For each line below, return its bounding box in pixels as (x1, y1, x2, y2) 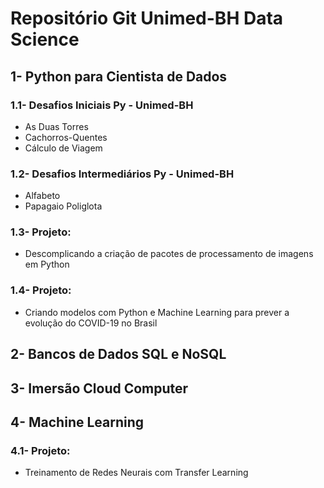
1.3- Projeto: (10, 225, 72, 239)
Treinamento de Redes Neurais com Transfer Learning (24, 467, 249, 479)
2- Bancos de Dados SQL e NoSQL (10, 346, 227, 363)
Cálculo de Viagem (24, 142, 103, 154)
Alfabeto (24, 190, 61, 202)
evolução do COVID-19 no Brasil (24, 317, 158, 329)
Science (10, 28, 80, 51)
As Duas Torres (24, 120, 89, 132)
